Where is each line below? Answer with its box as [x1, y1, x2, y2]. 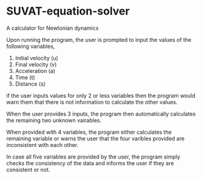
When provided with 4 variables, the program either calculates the [6, 128, 172, 135]
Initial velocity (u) [15, 54, 59, 61]
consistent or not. [6, 166, 50, 173]
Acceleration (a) [15, 67, 56, 74]
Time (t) [15, 74, 35, 81]
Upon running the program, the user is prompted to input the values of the [6, 36, 192, 43]
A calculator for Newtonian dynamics [6, 24, 99, 32]
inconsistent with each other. [6, 141, 79, 148]
